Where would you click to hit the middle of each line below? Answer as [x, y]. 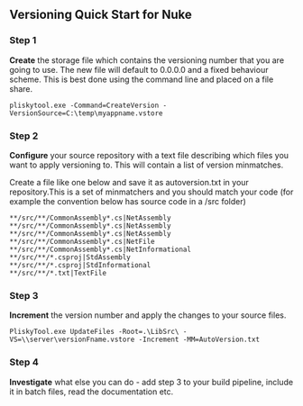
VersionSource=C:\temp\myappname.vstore [87, 113]
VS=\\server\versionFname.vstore [72, 340]
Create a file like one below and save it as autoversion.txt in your [129, 182]
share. [21, 88]
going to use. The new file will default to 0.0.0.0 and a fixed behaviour [139, 69]
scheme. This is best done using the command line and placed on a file [142, 79]
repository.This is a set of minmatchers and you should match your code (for [151, 192]
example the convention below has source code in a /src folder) [128, 201]
